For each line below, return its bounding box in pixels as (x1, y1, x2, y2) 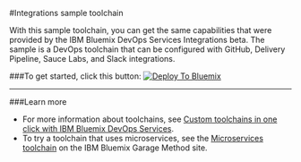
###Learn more (9, 97, 67, 107)
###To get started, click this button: (9, 71, 142, 81)
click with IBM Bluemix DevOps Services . (21, 124, 175, 133)
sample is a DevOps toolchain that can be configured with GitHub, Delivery (9, 44, 286, 55)
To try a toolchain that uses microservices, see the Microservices (21, 133, 264, 143)
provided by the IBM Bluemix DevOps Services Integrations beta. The (9, 35, 265, 45)
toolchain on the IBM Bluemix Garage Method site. (21, 142, 208, 153)
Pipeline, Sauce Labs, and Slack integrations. (9, 54, 176, 64)
